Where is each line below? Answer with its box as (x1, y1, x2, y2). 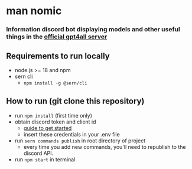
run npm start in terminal (14, 155, 76, 163)
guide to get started (23, 124, 72, 131)
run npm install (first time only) (14, 112, 93, 119)
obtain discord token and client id (14, 118, 96, 125)
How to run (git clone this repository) (6, 96, 145, 106)
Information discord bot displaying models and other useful (6, 25, 180, 34)
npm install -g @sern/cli (23, 80, 87, 86)
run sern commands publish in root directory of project (14, 137, 146, 144)
